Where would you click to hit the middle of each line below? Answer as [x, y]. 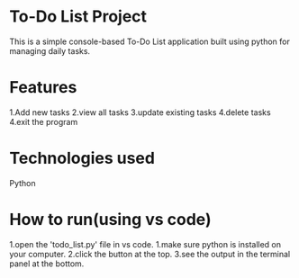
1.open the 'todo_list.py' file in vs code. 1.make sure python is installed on [145, 244]
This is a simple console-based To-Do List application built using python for [149, 41]
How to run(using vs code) [110, 220]
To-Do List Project [78, 17]
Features [43, 88]
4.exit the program [44, 121]
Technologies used [82, 158]
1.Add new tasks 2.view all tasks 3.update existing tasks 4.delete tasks [140, 112]
